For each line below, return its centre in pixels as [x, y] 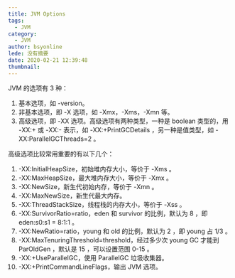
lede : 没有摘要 [28, 54]
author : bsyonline [35, 47]
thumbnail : [24, 67]
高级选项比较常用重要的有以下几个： [61, 154]
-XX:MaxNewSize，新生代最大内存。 [72, 196]
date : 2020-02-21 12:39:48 [48, 60]
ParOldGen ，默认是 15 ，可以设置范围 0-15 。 [86, 249]
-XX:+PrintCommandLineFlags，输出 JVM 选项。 [90, 267]
